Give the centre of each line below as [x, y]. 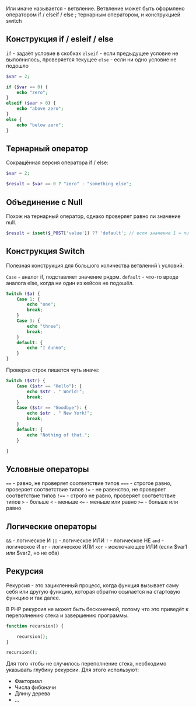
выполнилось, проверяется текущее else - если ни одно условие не [91, 59]
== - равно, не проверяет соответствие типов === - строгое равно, [89, 483]
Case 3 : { [29, 321]
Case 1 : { [29, 299]
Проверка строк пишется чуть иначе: [53, 370]
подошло [17, 65]
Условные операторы [48, 469]
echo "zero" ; [32, 92]
